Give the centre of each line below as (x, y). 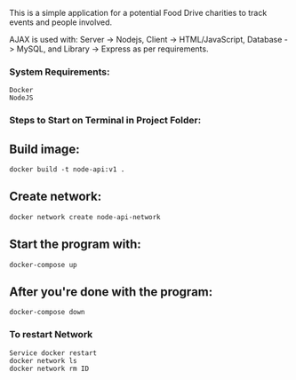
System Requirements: (60, 72)
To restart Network (51, 335)
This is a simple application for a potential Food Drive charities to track (138, 13)
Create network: (56, 197)
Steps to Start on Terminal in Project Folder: (105, 121)
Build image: (44, 149)
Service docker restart (53, 353)
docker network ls (43, 360)
